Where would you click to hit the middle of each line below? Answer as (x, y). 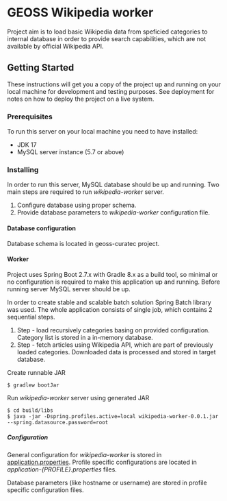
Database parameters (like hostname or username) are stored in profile (107, 482)
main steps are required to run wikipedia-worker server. (85, 192)
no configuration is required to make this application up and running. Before (114, 282)
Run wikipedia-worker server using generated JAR (78, 398)
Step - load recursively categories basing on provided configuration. (113, 330)
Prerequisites (30, 117)
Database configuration (42, 228)
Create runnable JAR (37, 372)
